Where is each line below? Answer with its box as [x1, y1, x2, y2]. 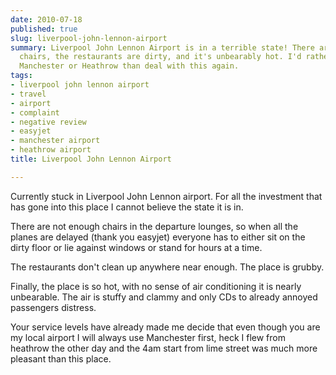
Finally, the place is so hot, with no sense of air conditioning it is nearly [10, 280, 302, 292]
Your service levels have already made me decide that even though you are [10, 321, 321, 333]
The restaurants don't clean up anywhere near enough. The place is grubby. [10, 261, 325, 273]
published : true [10, 24, 78, 34]
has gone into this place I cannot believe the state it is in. [10, 201, 244, 213]
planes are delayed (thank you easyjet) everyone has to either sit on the [10, 231, 306, 243]
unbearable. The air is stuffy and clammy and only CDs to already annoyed [10, 291, 318, 303]
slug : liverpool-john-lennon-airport [10, 33, 168, 43]
